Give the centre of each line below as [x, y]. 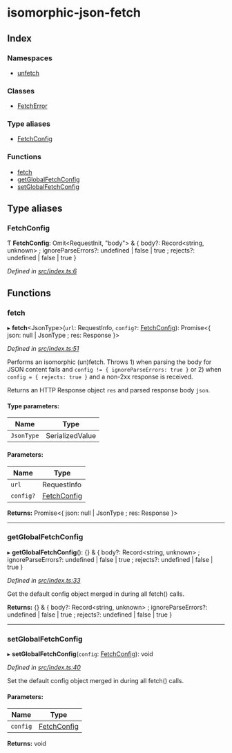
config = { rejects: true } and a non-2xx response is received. [100, 377]
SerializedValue [71, 436]
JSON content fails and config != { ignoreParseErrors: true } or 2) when [114, 370]
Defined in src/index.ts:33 [44, 580]
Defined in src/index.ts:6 [42, 271]
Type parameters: [33, 406]
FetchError [32, 106]
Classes [21, 91]
